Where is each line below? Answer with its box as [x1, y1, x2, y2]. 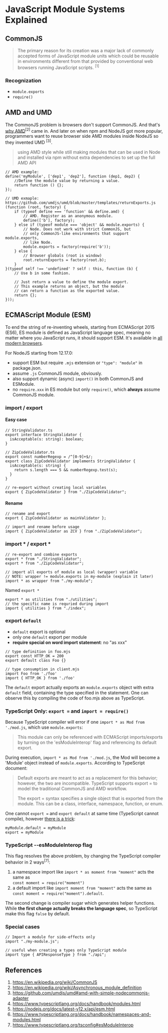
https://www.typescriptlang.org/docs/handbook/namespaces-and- [12, 1011, 151, 1017]
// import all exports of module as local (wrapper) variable [5, 569, 138, 574]
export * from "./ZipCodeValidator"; [5, 561, 84, 566]
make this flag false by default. [5, 911, 70, 917]
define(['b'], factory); [23, 218, 75, 223]
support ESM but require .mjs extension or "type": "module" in [12, 360, 143, 366]
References [5, 966, 42, 974]
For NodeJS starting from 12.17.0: [5, 350, 74, 356]
